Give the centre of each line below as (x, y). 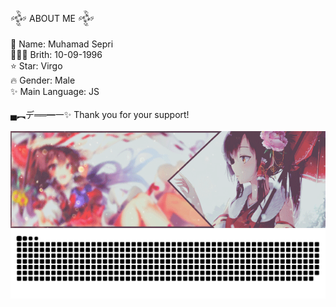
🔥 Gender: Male (43, 80)
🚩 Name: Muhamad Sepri (62, 44)
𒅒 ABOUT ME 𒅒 (52, 18)
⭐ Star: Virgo (36, 66)
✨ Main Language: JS (55, 91)
